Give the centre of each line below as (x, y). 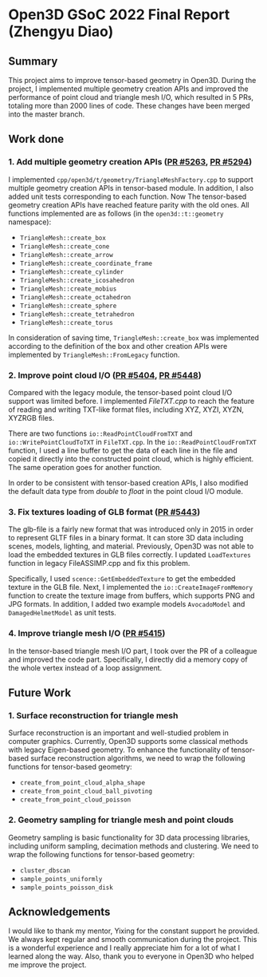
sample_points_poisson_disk (66, 888)
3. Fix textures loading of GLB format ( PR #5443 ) (104, 512)
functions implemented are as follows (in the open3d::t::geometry (116, 213)
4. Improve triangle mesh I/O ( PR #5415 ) (87, 634)
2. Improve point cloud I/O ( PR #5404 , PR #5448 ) (105, 375)
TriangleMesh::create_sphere (68, 306)
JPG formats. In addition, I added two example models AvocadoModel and (127, 604)
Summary (33, 61)
